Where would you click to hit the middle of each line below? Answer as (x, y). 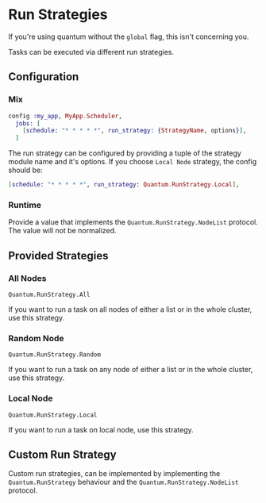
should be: (26, 170)
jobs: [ (28, 123)
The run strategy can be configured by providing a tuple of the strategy (125, 153)
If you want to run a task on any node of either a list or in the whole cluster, (131, 370)
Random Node (37, 338)
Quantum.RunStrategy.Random (55, 355)
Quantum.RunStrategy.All (49, 294)
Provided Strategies (58, 255)
